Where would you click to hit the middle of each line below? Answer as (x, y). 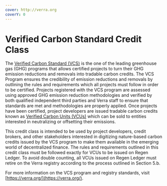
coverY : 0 (15, 14)
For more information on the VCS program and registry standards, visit (78, 173)
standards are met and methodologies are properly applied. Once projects (81, 106)
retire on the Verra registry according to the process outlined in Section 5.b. (83, 163)
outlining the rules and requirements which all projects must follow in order (82, 85)
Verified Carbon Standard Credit (74, 39)
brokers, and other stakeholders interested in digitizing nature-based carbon (84, 137)
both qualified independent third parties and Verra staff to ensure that (77, 101)
